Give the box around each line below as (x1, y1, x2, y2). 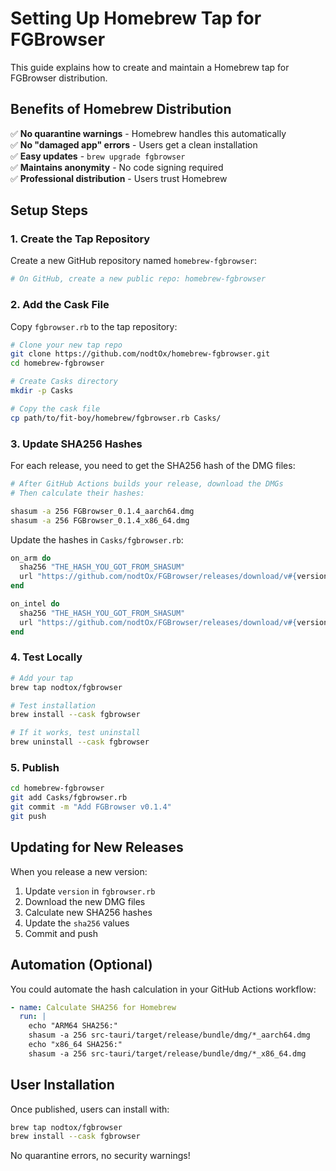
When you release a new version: (10, 865, 148, 877)
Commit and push (24, 927, 99, 939)
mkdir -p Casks (10, 386, 74, 396)
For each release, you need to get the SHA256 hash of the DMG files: (10, 460, 296, 472)
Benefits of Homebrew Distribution (10, 101, 232, 118)
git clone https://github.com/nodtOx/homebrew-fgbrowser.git (10, 349, 271, 359)
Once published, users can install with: (10, 1103, 170, 1115)
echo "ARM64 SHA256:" (28, 1021, 118, 1031)
